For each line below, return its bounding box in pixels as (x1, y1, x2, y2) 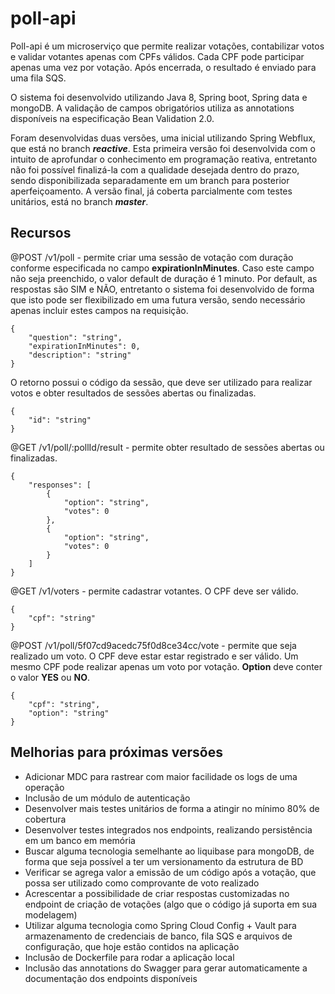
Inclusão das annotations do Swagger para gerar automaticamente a (24, 962, 308, 974)
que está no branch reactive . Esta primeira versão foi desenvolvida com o (10, 142, 316, 154)
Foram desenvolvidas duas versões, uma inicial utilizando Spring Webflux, (10, 132, 316, 144)
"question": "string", (28, 332, 123, 342)
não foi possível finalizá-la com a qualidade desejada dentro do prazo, (10, 163, 300, 176)
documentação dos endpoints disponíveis (24, 972, 198, 984)
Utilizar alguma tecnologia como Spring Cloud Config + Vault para (24, 919, 297, 931)
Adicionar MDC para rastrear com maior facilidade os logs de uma (24, 770, 298, 782)
